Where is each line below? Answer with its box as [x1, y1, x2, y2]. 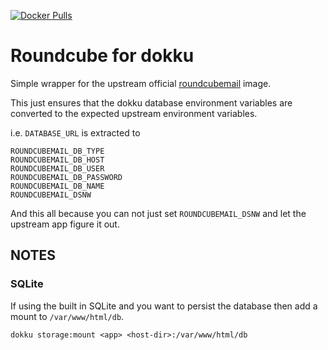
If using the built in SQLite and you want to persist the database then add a [10, 300, 318, 312]
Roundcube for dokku [10, 45, 195, 67]
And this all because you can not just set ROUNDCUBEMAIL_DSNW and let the [10, 207, 307, 219]
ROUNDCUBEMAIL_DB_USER [10, 163, 105, 174]
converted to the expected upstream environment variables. [10, 107, 258, 119]
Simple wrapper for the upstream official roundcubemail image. [10, 77, 272, 89]
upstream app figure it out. [10, 218, 120, 230]
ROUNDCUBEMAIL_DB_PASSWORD [10, 172, 123, 182]
